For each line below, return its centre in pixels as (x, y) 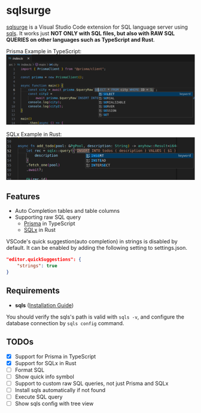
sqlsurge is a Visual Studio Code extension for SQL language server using (97, 27)
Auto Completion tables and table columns (67, 211)
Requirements (33, 291)
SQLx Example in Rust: (34, 134)
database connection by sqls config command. (65, 323)
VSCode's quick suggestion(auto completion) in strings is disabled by (92, 241)
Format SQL (30, 370)
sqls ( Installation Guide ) (44, 305)
